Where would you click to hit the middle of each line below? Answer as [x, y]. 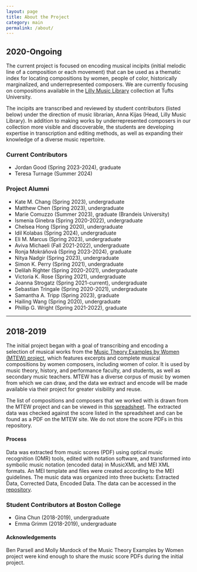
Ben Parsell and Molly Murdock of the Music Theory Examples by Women [95, 550]
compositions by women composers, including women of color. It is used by [98, 364]
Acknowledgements [31, 537]
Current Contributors [37, 154]
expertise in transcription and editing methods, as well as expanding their [95, 133]
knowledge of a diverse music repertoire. [56, 140]
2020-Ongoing [34, 51]
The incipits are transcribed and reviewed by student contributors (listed [93, 109]
